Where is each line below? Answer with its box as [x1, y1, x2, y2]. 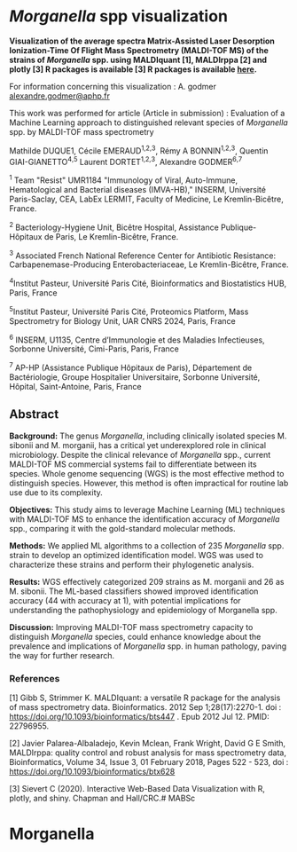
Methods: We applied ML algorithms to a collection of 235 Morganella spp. [9, 540, 285, 551]
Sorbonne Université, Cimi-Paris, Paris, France [9, 343, 179, 354]
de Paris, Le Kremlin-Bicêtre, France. [43, 231, 179, 241]
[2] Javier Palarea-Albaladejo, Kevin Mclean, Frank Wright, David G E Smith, [9, 738, 286, 748]
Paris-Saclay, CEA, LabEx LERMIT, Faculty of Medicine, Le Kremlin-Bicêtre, [9, 193, 284, 204]
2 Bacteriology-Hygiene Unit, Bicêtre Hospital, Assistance [9, 220, 219, 233]
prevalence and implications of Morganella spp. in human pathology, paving [9, 641, 287, 651]
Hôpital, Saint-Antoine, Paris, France [9, 381, 142, 391]
